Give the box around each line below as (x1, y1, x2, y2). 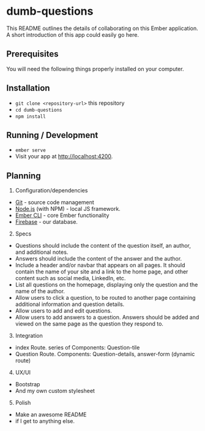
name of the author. (15, 288, 65, 295)
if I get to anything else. (15, 418, 75, 425)
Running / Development (6, 130, 99, 140)
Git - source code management (15, 199, 95, 206)
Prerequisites (6, 49, 59, 59)
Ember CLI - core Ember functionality (15, 212, 110, 219)
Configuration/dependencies (15, 187, 88, 194)
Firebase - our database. (15, 218, 78, 226)
